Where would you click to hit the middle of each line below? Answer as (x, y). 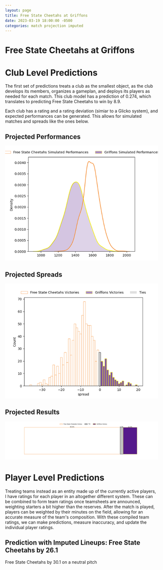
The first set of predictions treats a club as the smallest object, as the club (79, 86)
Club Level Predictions (51, 73)
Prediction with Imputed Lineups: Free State (73, 543)
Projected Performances (43, 137)
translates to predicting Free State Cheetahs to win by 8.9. (63, 102)
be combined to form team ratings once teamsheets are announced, (73, 501)
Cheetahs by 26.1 (32, 550)
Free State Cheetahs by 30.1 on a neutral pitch (51, 562)
